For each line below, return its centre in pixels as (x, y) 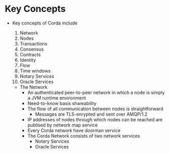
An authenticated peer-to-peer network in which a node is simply (96, 92)
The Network (34, 87)
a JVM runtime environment (57, 98)
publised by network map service (63, 125)
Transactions (33, 43)
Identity (28, 60)
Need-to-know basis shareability (62, 103)
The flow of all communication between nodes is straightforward (95, 109)
